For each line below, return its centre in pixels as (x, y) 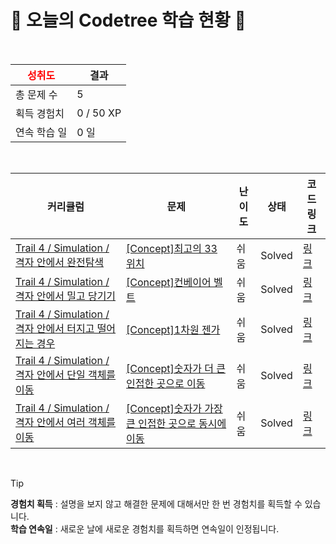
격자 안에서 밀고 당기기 (66, 296)
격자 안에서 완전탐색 (60, 262)
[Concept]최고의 (164, 248)
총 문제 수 (36, 94)
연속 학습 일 (41, 132)
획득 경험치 (40, 113)
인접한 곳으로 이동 (166, 383)
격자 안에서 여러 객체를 (66, 422)
